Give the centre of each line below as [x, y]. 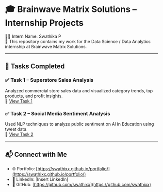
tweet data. [16, 129]
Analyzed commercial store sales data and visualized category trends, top [79, 90]
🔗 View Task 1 [19, 101]
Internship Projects [44, 23]
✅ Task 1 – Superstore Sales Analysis [49, 80]
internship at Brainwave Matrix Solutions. [46, 46]
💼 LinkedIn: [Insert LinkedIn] [40, 179]
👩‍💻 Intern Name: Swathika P [33, 36]
